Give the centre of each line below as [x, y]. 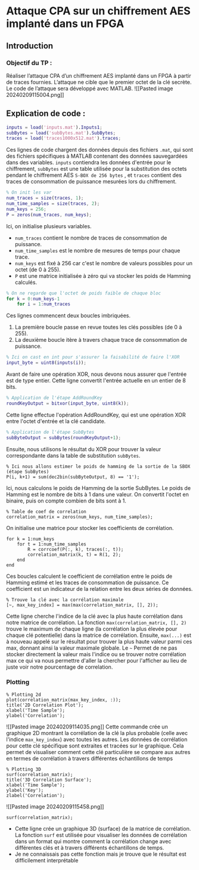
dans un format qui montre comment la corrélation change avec [93, 841]
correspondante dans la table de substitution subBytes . [73, 455]
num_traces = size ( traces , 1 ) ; [45, 198]
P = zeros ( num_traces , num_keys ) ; [49, 215]
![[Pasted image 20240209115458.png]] [55, 806]
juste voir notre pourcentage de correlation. [60, 667]
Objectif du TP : [29, 63]
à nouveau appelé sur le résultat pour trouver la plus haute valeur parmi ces [99, 641]
